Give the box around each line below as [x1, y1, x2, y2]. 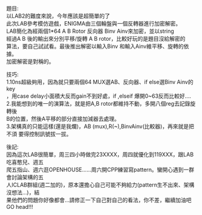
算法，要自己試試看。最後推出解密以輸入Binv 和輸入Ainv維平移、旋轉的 [6, 43, 184, 50]
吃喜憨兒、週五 [6, 159, 44, 165]
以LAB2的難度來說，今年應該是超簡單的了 [6, 12, 110, 19]
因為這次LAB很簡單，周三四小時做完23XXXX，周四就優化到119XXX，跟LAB [6, 151, 194, 158]
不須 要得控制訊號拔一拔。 [6, 131, 72, 137]
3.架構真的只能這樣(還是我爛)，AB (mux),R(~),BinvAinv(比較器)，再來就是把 [6, 123, 195, 130]
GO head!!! [6, 203, 33, 210]
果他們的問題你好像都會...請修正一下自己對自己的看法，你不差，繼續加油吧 [6, 196, 192, 203]
